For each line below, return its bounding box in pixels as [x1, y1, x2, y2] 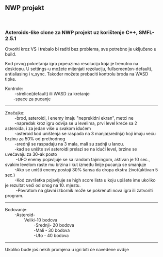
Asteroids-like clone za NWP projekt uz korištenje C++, [5, 29, 138, 36]
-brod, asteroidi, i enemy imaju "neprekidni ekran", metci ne [14, 115, 134, 121]
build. [5, 51, 16, 57]
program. [5, 193, 24, 199]
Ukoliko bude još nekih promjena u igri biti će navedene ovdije [5, 247, 129, 253]
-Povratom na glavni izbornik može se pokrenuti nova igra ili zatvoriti [16, 187, 153, 194]
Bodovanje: [5, 207, 28, 213]
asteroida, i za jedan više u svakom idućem [5, 126, 91, 131]
